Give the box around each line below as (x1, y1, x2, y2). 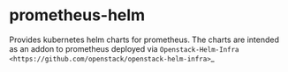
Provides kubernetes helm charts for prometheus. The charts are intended (9, 34, 280, 45)
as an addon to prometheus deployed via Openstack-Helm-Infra (9, 43, 240, 54)
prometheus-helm (9, 5, 146, 25)
